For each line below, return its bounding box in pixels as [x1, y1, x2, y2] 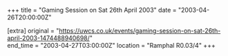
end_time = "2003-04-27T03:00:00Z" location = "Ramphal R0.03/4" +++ [7, 41, 216, 49]
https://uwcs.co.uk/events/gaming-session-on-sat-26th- [58, 27, 221, 35]
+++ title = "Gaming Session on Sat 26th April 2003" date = [7, 6, 178, 14]
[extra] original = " [7, 27, 59, 35]
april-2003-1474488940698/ [7, 34, 90, 42]
